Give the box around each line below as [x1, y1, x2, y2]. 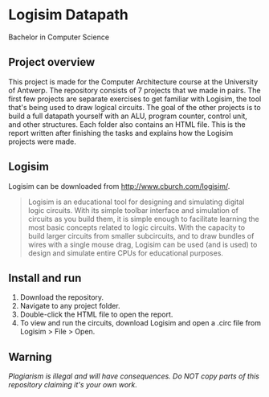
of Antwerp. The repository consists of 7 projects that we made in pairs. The [8, 85, 261, 95]
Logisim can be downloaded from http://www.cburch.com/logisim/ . [8, 181, 230, 190]
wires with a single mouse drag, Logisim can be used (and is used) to [27, 239, 258, 249]
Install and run [8, 271, 82, 284]
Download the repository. [19, 293, 104, 302]
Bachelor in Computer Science [8, 32, 110, 42]
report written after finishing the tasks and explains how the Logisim [8, 128, 234, 137]
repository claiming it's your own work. [8, 380, 138, 390]
